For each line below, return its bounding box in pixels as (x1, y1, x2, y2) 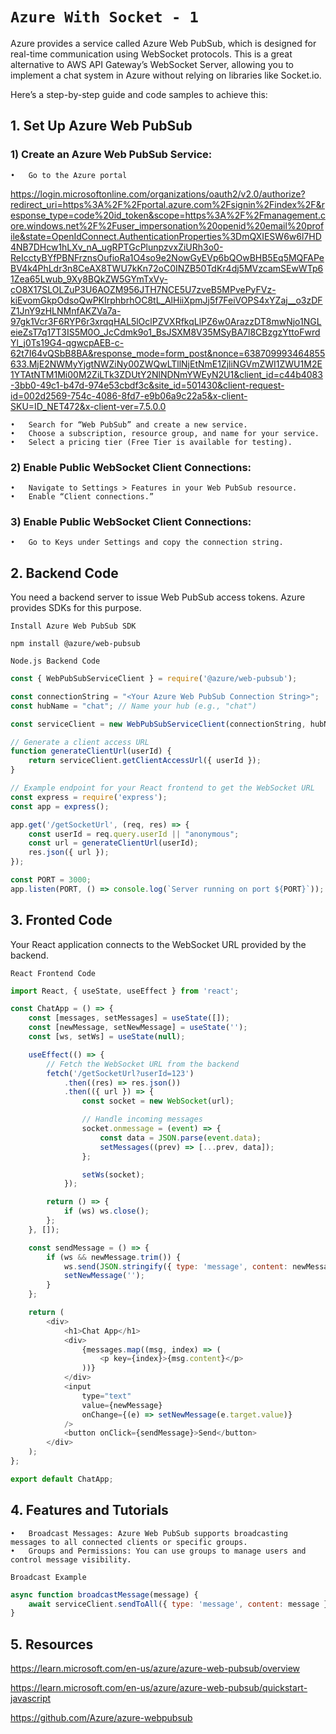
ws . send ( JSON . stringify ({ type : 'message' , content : (63, 1261, 289, 1272)
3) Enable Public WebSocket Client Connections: (10, 514, 252, 528)
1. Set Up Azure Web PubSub (10, 118, 193, 135)
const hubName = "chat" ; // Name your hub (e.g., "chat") (10, 701, 257, 711)
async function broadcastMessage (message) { (10, 1589, 199, 1600)
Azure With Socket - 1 (10, 8, 199, 27)
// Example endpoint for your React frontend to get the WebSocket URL (10, 783, 315, 793)
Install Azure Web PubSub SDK (10, 621, 137, 632)
